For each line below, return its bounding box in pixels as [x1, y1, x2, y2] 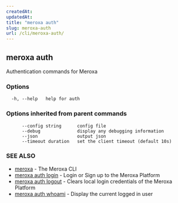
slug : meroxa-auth [6, 25, 51, 31]
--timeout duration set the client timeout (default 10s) [21, 138, 172, 144]
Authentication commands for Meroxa [6, 68, 98, 75]
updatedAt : [6, 14, 33, 20]
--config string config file [21, 123, 107, 129]
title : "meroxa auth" [6, 19, 59, 25]
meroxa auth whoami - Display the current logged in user [14, 190, 153, 197]
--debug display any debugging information [21, 128, 164, 134]
